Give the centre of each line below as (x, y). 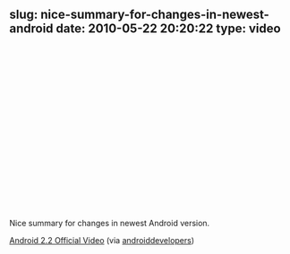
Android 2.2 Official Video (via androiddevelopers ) (102, 240)
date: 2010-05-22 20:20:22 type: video (168, 29)
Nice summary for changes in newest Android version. (110, 223)
